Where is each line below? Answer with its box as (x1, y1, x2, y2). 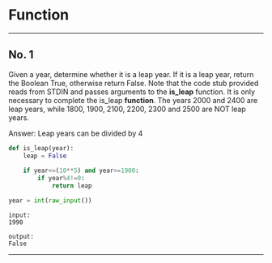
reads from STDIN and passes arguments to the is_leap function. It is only (8, 87, 256, 97)
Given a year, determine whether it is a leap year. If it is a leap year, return (8, 69, 254, 79)
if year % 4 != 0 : (37, 175, 85, 183)
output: (8, 232, 35, 240)
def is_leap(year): (8, 144, 74, 152)
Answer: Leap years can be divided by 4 (8, 128, 143, 138)
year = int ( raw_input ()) (8, 196, 92, 205)
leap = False (23, 152, 67, 160)
